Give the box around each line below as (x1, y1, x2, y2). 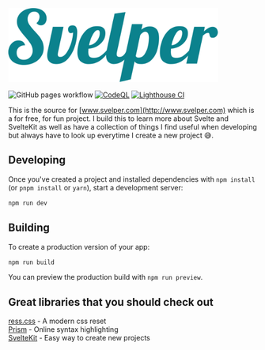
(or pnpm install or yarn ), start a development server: (8, 183, 184, 192)
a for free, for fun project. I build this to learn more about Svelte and (8, 114, 229, 123)
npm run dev (8, 199, 47, 207)
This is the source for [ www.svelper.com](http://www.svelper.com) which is (8, 106, 255, 115)
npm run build (8, 258, 55, 266)
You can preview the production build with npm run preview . (8, 273, 203, 282)
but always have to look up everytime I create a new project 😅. (8, 130, 214, 140)
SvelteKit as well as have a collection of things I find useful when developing (8, 122, 257, 131)
